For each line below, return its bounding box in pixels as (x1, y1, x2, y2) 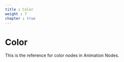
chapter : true (5, 16, 36, 21)
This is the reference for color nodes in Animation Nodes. (5, 52, 120, 58)
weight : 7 (5, 12, 27, 16)
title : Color (5, 7, 34, 12)
